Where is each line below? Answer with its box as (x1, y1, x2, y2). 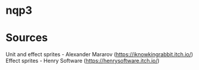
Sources (5, 31, 48, 45)
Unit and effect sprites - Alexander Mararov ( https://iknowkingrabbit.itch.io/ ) (5, 51, 194, 58)
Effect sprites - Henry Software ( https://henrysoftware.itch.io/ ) (5, 57, 160, 65)
